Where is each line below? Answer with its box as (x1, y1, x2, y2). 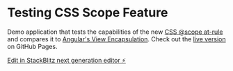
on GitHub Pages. (7, 42, 58, 50)
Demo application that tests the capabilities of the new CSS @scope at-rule (7, 28, 223, 36)
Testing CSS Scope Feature (7, 5, 168, 21)
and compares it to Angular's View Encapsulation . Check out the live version (7, 34, 226, 43)
